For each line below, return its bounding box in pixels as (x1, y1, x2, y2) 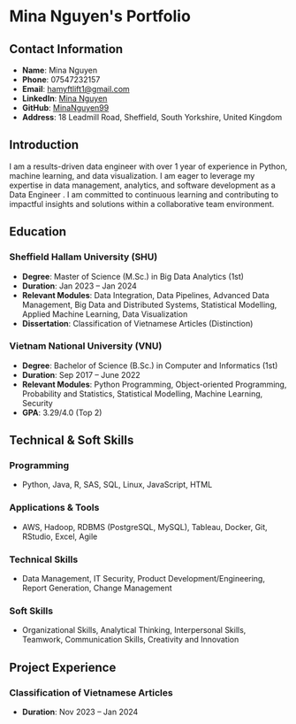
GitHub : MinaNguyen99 (21, 103, 110, 112)
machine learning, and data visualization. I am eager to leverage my (9, 170, 255, 181)
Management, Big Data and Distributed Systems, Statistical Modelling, (21, 299, 277, 310)
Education (9, 224, 67, 240)
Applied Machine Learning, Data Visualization (21, 308, 188, 320)
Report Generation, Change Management (21, 582, 172, 594)
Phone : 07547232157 (21, 74, 101, 85)
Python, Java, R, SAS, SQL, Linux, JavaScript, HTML (21, 480, 213, 490)
